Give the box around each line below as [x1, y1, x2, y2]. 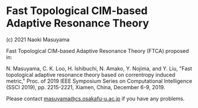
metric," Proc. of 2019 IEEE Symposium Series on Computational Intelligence [6, 77, 193, 85]
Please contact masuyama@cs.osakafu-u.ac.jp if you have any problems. [6, 95, 185, 102]
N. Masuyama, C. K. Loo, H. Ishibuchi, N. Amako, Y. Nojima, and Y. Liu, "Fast [6, 65, 192, 72]
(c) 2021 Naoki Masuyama [6, 36, 70, 43]
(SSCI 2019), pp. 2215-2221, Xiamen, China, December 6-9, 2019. [6, 83, 165, 90]
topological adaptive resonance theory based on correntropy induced [6, 71, 176, 78]
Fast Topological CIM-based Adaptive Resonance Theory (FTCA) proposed [6, 47, 189, 54]
